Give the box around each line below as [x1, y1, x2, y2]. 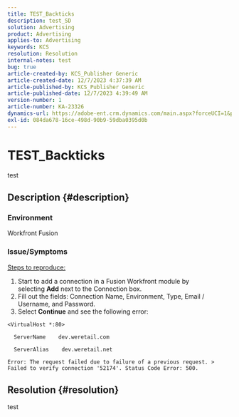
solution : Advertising [7, 24, 75, 31]
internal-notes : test [7, 57, 72, 64]
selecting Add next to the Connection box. [17, 284, 142, 293]
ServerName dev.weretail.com [14, 333, 110, 341]
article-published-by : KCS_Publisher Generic [7, 83, 144, 91]
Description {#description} [7, 191, 129, 203]
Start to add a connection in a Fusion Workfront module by [17, 277, 190, 285]
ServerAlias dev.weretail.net [14, 346, 113, 353]
